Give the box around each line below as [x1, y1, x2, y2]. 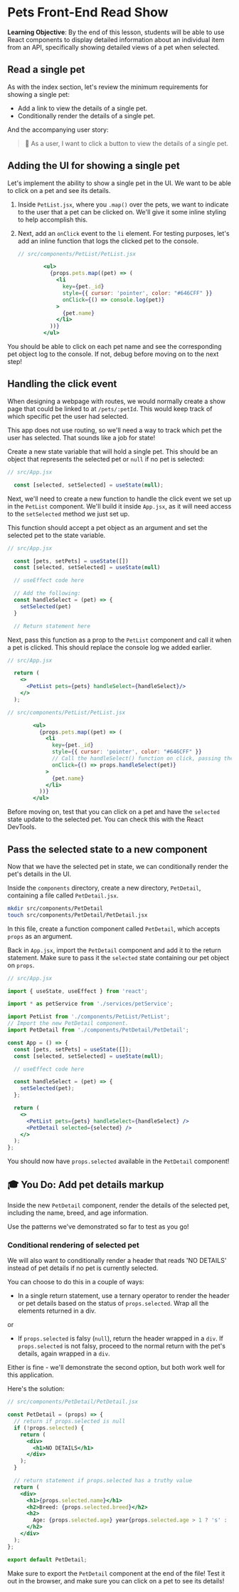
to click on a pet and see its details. [7, 186, 111, 194]
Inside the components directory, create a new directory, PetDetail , [7, 883, 201, 892]
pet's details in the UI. [7, 870, 71, 878]
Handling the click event [7, 378, 117, 390]
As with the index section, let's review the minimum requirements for [7, 83, 208, 91]
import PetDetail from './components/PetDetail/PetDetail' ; [7, 1026, 190, 1034]
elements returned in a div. [17, 1306, 97, 1315]
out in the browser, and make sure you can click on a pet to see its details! [7, 1576, 225, 1585]
